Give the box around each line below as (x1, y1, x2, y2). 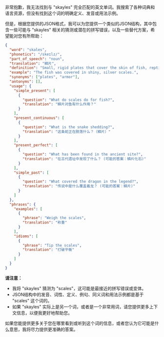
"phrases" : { (9, 202, 36, 207)
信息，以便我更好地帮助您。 (16, 310, 72, 315)
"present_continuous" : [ (14, 115, 64, 120)
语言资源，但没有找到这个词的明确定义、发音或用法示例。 (5, 10, 121, 16)
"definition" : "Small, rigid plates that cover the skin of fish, (9, 66, 147, 70)
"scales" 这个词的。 (12, 297, 52, 303)
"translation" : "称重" (22, 220, 67, 225)
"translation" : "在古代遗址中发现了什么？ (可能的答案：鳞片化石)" (22, 156, 146, 161)
